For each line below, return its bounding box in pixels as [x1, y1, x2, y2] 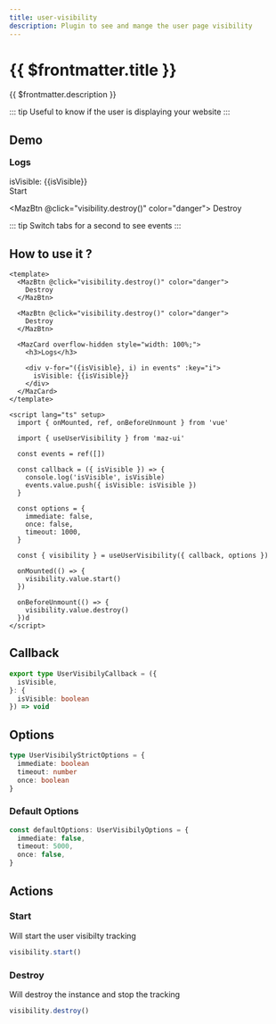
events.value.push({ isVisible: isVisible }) [25, 481, 198, 490]
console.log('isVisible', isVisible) [25, 473, 166, 482]
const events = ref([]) [17, 450, 105, 459]
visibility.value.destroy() [25, 606, 129, 615]
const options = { [17, 504, 86, 513]
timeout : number [17, 767, 77, 777]
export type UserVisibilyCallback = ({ [9, 669, 158, 679]
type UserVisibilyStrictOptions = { [9, 751, 145, 760]
